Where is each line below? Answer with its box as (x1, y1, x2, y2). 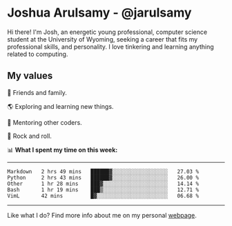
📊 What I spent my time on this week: (7, 146, 118, 154)
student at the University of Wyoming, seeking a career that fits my (7, 35, 198, 43)
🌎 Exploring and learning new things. (7, 102, 114, 110)
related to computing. (7, 50, 68, 58)
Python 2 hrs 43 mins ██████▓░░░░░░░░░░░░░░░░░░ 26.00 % (7, 174, 199, 181)
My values (7, 70, 53, 82)
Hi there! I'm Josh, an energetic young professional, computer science (7, 28, 208, 36)
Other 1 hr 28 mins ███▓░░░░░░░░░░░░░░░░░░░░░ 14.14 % (7, 180, 199, 187)
